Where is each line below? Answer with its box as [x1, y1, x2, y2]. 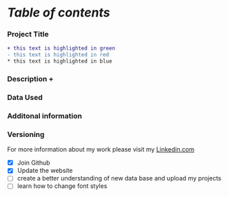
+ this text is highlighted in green [7, 45, 116, 52]
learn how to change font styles [17, 182, 107, 190]
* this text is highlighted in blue [7, 58, 112, 65]
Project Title [7, 30, 50, 39]
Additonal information [7, 111, 83, 121]
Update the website [17, 167, 74, 175]
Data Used [7, 92, 43, 102]
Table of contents [7, 5, 110, 21]
